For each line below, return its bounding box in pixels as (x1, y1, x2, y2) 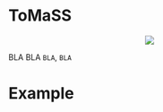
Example (8, 83, 74, 104)
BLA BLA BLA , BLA (8, 51, 73, 63)
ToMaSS (8, 5, 73, 26)
